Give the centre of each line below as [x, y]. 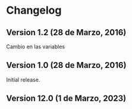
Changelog [34, 10]
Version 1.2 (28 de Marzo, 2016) [66, 32]
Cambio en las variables [36, 46]
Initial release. [23, 80]
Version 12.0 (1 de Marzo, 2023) [66, 99]
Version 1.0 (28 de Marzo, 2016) [66, 65]
